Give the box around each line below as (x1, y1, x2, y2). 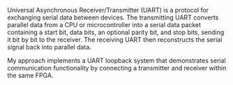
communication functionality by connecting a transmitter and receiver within (7, 64, 227, 72)
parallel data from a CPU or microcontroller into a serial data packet (7, 21, 201, 29)
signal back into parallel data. (7, 43, 92, 51)
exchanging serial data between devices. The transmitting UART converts (7, 13, 219, 22)
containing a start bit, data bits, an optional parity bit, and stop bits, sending (7, 28, 225, 36)
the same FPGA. (7, 71, 54, 79)
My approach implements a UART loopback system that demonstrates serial (7, 56, 226, 65)
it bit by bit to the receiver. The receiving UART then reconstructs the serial (7, 36, 223, 44)
